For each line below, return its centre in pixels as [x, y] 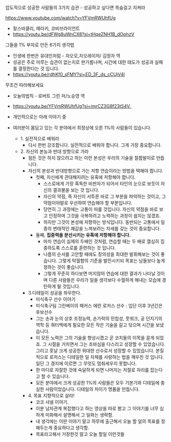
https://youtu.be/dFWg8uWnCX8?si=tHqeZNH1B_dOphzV [73, 34]
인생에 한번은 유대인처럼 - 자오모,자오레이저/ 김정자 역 [67, 56]
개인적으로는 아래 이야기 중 [39, 117]
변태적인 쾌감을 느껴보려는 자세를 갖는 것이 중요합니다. [107, 228]
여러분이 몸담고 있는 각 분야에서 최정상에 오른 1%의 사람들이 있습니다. [82, 128]
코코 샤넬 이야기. [52, 402]
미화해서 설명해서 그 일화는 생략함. [79, 415]
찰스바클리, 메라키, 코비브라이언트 [46, 28]
